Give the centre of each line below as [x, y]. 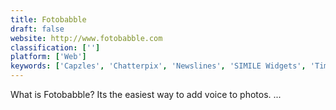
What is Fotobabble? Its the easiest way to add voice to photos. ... [146, 94]
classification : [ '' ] [55, 47]
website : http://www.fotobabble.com [86, 38]
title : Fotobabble [48, 19]
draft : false [37, 29]
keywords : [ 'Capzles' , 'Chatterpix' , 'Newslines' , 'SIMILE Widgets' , [158, 66]
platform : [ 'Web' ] [48, 57]
